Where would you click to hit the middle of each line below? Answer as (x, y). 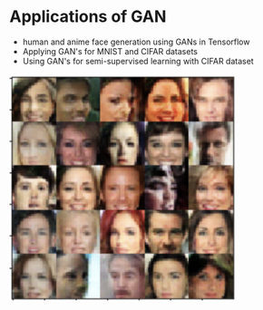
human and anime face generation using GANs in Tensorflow (136, 42)
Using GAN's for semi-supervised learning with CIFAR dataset (138, 61)
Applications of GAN (88, 17)
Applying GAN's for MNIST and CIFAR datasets (110, 51)
